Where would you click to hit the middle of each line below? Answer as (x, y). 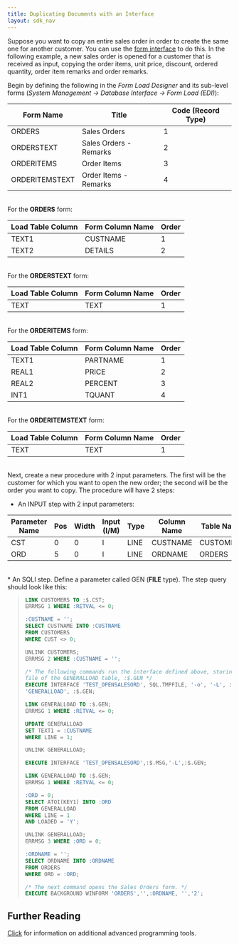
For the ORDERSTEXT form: (48, 275)
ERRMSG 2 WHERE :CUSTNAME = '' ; (73, 659)
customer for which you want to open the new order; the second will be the (118, 482)
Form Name (43, 115)
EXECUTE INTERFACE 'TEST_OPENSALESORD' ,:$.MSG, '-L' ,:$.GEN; (116, 763)
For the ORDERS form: (40, 209)
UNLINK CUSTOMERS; (52, 652)
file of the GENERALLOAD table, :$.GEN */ (89, 679)
